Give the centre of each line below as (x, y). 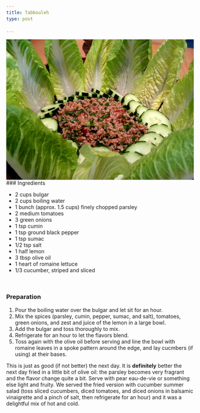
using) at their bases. (41, 354)
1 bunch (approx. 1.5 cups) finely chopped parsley (76, 207)
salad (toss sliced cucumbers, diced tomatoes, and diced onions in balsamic (100, 391)
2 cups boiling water (40, 201)
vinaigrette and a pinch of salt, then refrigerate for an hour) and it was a (94, 397)
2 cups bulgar (32, 194)
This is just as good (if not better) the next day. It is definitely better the (94, 365)
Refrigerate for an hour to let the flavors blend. (72, 335)
